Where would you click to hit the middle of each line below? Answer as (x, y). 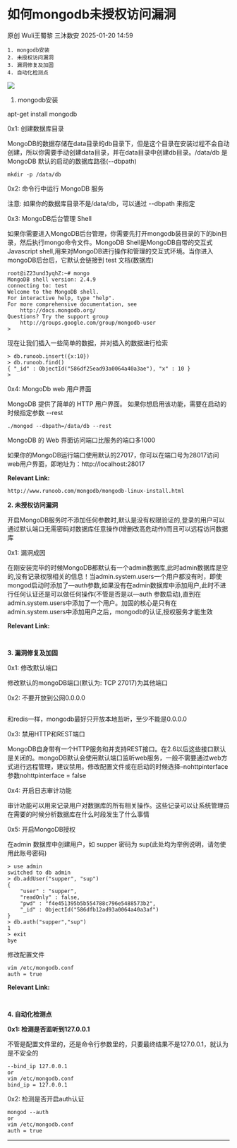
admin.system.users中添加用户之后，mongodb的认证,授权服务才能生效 (110, 611)
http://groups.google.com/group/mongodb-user (88, 323)
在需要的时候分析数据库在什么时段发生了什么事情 (78, 814)
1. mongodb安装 (29, 50)
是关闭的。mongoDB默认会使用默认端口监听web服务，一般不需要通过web (115, 758)
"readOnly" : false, (50, 897)
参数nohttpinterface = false (47, 775)
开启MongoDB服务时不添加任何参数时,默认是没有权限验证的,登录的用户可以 (116, 520)
